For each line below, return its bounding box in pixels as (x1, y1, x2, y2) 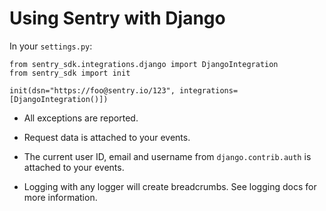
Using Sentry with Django (9, 7, 226, 30)
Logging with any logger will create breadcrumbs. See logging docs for (23, 180, 317, 192)
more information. (23, 191, 98, 203)
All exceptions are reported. (23, 112, 139, 124)
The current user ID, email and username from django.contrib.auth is (23, 150, 312, 162)
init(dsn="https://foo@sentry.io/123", (9, 85, 176, 96)
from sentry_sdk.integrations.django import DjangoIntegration (9, 59, 279, 69)
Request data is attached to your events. (23, 131, 191, 143)
